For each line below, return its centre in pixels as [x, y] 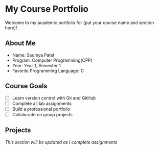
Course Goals [26, 86]
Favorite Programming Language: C [48, 71]
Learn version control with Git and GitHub [54, 98]
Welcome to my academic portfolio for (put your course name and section [79, 23]
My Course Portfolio [47, 9]
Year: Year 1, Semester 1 [36, 65]
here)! [11, 27]
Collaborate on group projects [42, 114]
